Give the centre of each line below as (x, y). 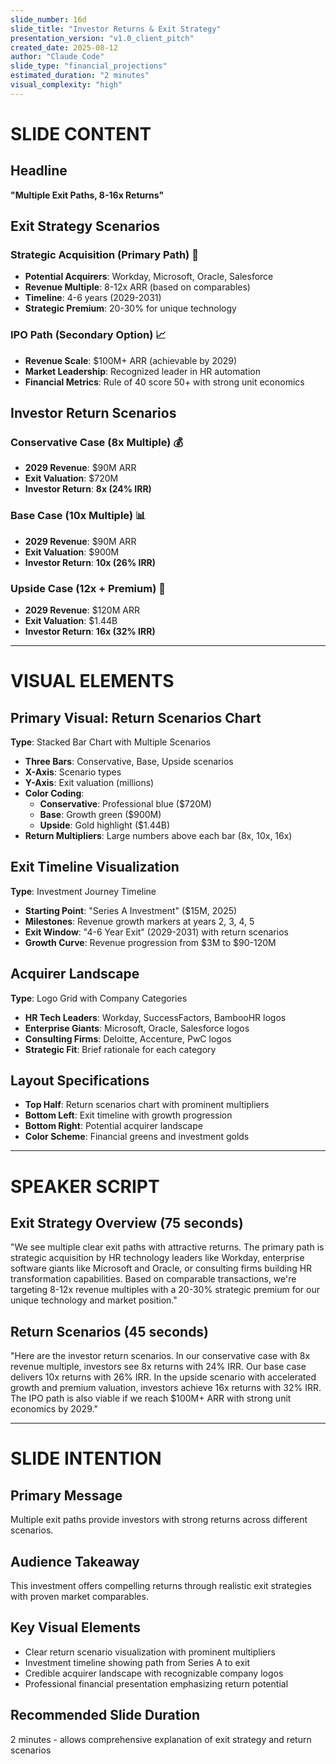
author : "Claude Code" (57, 57)
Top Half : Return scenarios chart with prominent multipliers (147, 1105)
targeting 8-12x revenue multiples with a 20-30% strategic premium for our (165, 1290)
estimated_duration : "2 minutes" (80, 76)
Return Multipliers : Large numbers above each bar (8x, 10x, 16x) (158, 836)
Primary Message (66, 1495)
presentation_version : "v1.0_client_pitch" (102, 38)
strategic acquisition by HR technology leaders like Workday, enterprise (157, 1258)
